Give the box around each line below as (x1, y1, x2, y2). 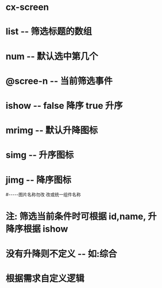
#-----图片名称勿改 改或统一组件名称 (5, 192, 81, 198)
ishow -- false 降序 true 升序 (5, 100, 123, 111)
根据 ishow (23, 224, 68, 235)
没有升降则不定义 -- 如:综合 (5, 248, 117, 260)
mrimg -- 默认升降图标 (5, 125, 98, 136)
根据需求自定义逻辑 (5, 273, 85, 284)
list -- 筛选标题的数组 (5, 26, 92, 37)
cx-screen (5, 1, 49, 13)
